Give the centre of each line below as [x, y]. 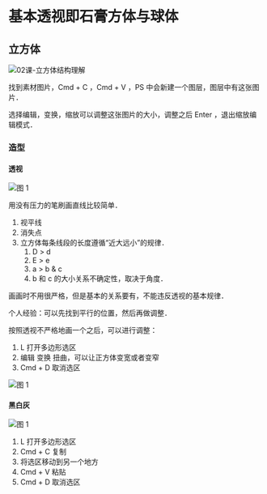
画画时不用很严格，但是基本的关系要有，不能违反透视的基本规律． [118, 296]
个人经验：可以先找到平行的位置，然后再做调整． [90, 313]
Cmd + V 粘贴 [43, 472]
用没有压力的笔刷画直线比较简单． [65, 205]
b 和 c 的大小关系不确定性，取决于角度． [100, 279]
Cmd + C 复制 [43, 452]
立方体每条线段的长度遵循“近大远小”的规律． [94, 243]
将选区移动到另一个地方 [59, 462]
